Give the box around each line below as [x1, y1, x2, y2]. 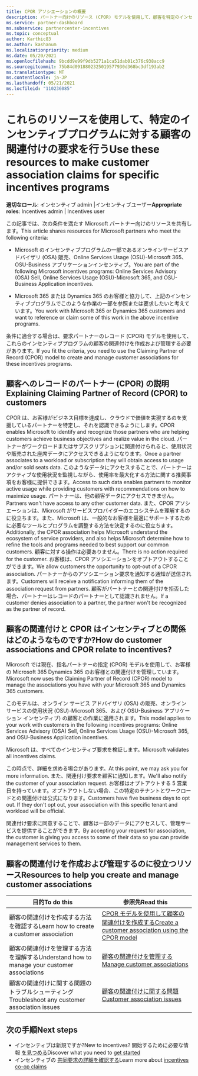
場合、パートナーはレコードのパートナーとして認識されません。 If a [6, 592, 169, 600]
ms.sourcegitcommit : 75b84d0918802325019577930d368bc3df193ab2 [6, 63, 165, 70]
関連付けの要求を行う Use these [6, 143, 160, 156]
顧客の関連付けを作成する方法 [9, 913, 93, 922]
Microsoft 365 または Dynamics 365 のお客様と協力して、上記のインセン [14, 292, 192, 299]
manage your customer [9, 961, 74, 969]
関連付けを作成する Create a [101, 919, 179, 927]
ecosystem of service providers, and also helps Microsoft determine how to [6, 534, 190, 542]
